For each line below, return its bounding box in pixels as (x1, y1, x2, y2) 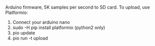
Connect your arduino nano (12, 19, 70, 25)
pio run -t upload (12, 35, 48, 41)
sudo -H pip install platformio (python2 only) (12, 24, 105, 30)
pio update (12, 30, 35, 35)
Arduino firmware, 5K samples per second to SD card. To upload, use (5, 4, 150, 10)
